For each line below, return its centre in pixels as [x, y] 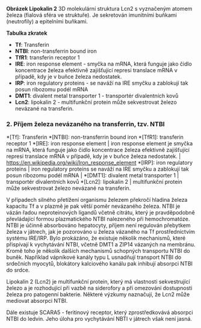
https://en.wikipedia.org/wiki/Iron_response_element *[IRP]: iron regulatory [100, 163]
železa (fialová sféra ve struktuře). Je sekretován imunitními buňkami [92, 15]
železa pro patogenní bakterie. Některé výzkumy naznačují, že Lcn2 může [98, 294]
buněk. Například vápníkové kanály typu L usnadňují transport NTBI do [94, 257]
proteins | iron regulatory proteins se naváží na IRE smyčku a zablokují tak [98, 169]
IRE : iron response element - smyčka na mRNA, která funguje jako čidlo [104, 64]
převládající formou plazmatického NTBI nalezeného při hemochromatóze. [98, 219]
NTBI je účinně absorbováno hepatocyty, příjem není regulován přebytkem [98, 225]
